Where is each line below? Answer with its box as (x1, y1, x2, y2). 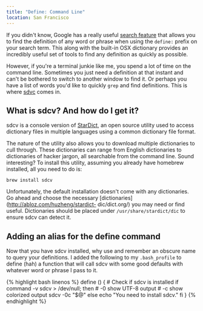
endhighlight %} (6, 298, 47, 305)
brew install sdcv (6, 177, 53, 184)
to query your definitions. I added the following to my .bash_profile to (6, 254, 182, 261)
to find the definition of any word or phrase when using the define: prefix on (6, 38, 198, 45)
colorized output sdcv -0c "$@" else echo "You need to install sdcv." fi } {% (6, 292, 196, 299)
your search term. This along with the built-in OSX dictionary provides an (6, 44, 188, 52)
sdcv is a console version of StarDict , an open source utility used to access (6, 122, 195, 129)
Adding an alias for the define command (6, 231, 161, 241)
